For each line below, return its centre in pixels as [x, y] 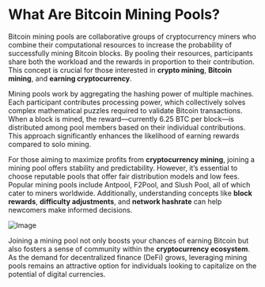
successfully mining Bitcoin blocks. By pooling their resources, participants [131, 53]
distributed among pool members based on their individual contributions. [127, 127]
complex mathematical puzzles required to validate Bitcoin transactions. [125, 110]
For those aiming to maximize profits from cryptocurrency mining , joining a [132, 159]
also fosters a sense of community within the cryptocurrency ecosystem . [129, 249]
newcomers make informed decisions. [70, 210]
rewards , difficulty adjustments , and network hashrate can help [115, 201]
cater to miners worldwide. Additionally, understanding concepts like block [131, 193]
